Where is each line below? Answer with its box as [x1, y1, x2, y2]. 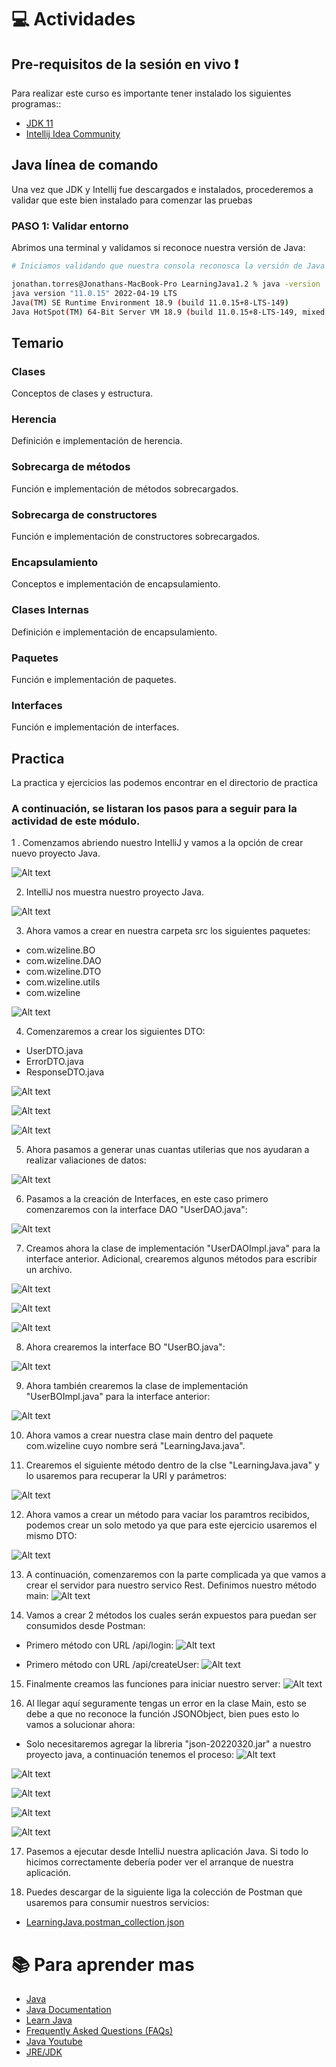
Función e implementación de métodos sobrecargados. [11, 482, 239, 495]
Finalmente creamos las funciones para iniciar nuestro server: [25, 1678, 281, 1690]
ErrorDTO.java [25, 1056, 84, 1068]
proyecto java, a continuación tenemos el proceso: [25, 1749, 235, 1761]
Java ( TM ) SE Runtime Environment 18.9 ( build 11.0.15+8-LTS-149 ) [11, 297, 289, 308]
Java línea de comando [11, 157, 159, 174]
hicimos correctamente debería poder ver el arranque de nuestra [25, 1856, 294, 1868]
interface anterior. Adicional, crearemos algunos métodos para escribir [25, 1253, 318, 1265]
